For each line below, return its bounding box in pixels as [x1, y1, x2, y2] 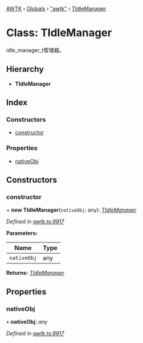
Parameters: [6, 230, 38, 237]
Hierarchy [6, 64, 44, 74]
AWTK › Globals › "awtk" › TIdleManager [6, 5, 107, 12]
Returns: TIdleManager [6, 269, 65, 277]
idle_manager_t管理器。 [6, 46, 65, 53]
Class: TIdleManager [6, 26, 112, 40]
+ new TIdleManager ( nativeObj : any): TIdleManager [6, 207, 136, 214]
